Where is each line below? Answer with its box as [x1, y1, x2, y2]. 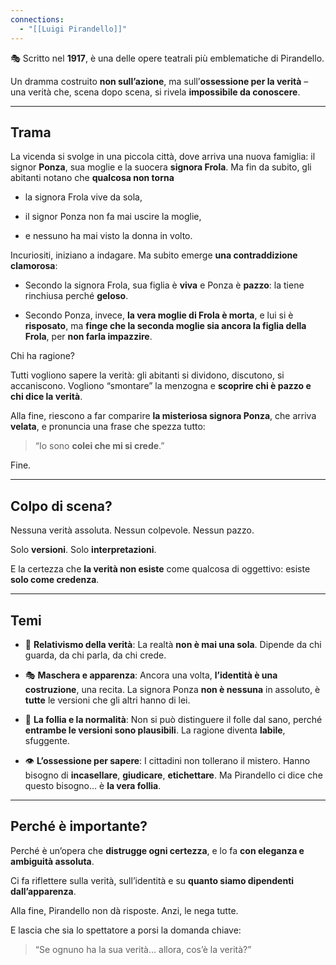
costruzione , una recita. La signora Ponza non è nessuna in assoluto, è [24, 683, 321, 695]
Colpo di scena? [10, 497, 113, 515]
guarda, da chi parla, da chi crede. [24, 649, 167, 661]
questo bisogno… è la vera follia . [24, 779, 162, 791]
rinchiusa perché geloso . [24, 290, 129, 302]
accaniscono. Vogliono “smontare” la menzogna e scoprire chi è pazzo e [10, 380, 312, 392]
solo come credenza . [10, 574, 100, 586]
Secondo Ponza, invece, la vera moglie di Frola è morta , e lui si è [24, 309, 294, 321]
